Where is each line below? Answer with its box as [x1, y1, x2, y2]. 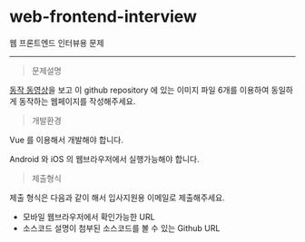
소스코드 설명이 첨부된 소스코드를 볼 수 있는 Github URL [22, 222, 221, 233]
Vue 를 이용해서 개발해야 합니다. [9, 134, 124, 145]
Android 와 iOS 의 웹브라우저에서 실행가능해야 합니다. [9, 153, 200, 164]
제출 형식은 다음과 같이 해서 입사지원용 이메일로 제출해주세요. [9, 192, 225, 203]
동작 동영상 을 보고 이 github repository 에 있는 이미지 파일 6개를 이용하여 [9, 84, 270, 95]
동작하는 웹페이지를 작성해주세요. [18, 95, 136, 106]
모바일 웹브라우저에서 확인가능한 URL [22, 211, 156, 222]
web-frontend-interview [9, 6, 198, 27]
